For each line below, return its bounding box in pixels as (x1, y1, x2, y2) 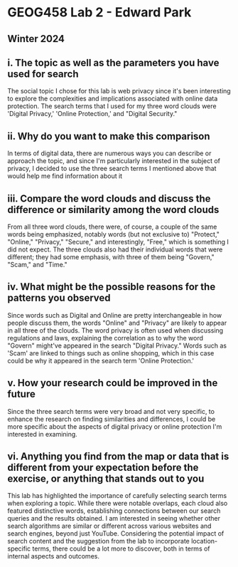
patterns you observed (7, 292, 112, 304)
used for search (7, 68, 80, 80)
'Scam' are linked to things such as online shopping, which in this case (7, 348, 215, 357)
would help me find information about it (7, 172, 123, 180)
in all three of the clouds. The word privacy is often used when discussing (7, 326, 224, 335)
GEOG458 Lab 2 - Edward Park (7, 4, 192, 21)
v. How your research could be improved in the (7, 377, 218, 389)
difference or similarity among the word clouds (7, 204, 220, 216)
